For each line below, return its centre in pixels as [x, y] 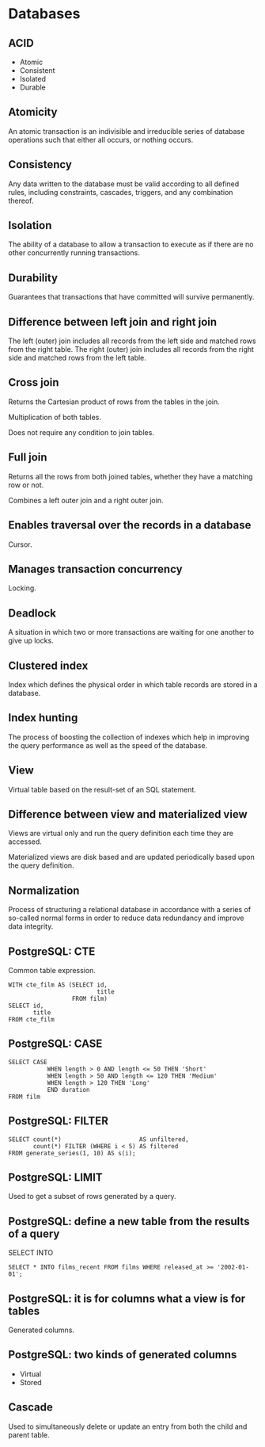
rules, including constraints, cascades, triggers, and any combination [121, 192]
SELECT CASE [28, 1062]
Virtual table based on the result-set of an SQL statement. [102, 789]
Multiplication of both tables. [55, 417]
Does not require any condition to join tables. [81, 432]
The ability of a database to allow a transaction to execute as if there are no [131, 244]
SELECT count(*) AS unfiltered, [99, 1139]
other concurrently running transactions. [74, 253]
